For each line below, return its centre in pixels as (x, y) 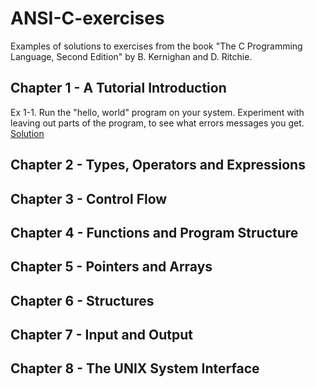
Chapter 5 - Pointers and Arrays (111, 267)
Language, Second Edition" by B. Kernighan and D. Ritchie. (131, 56)
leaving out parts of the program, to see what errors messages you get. (157, 123)
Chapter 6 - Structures (82, 300)
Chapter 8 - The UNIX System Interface (135, 368)
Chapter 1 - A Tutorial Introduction (118, 88)
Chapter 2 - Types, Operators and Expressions (158, 165)
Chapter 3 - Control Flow (89, 198)
